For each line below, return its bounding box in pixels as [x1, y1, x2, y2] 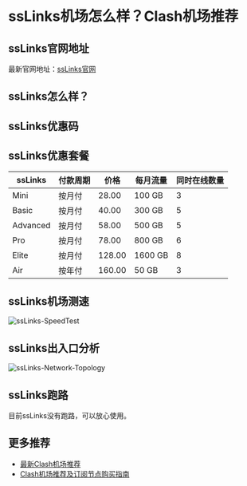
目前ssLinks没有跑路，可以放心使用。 [8, 411, 131, 421]
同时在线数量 [175, 175, 225, 186]
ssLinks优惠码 [8, 119, 80, 132]
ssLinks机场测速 [8, 294, 90, 308]
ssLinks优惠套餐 [8, 149, 90, 163]
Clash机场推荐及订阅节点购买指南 [19, 468, 130, 479]
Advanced [12, 219, 51, 231]
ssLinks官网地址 [8, 41, 90, 55]
